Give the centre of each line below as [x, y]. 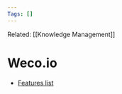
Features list [35, 83]
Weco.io [33, 63]
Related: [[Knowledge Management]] [61, 34]
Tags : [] [20, 14]
